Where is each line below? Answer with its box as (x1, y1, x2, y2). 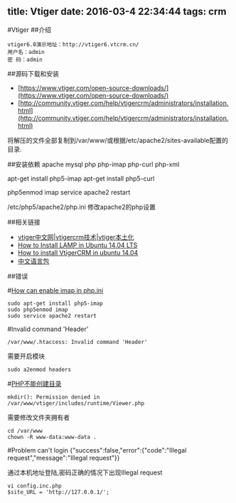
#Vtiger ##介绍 (7, 25, 52, 34)
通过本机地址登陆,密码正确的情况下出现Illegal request (7, 468, 163, 477)
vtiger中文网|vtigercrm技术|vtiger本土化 (17, 232, 134, 241)
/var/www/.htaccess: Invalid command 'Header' (7, 338, 148, 345)
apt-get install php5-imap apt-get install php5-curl (7, 174, 155, 183)
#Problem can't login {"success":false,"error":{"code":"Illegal (7, 445, 187, 454)
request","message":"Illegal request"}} (7, 453, 120, 462)
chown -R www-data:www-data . (7, 433, 97, 440)
